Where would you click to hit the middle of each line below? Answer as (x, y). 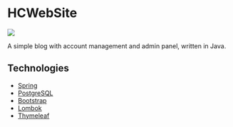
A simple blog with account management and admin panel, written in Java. (117, 46)
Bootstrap (32, 100)
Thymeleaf (33, 116)
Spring (27, 85)
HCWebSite (42, 13)
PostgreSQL (35, 93)
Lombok (30, 108)
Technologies (38, 68)
